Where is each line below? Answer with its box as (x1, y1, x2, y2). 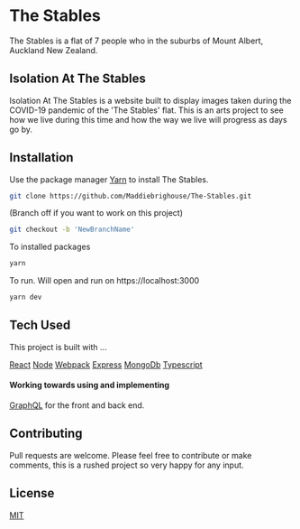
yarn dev (9, 292, 42, 302)
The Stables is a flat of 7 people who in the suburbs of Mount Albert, (9, 35, 264, 46)
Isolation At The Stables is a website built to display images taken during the (9, 95, 292, 106)
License (9, 486, 55, 501)
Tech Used (9, 318, 71, 333)
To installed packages (9, 241, 91, 253)
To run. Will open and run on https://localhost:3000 (9, 275, 200, 286)
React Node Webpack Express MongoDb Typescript (9, 358, 203, 370)
